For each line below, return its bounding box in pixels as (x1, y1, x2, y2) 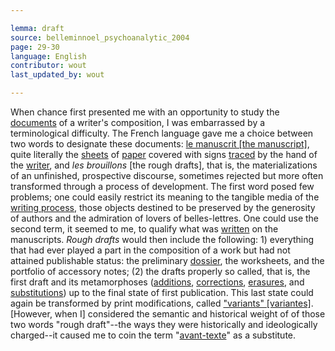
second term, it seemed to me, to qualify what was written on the (10, 223, 279, 235)
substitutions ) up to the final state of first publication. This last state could (10, 287, 314, 298)
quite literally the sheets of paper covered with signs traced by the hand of (10, 149, 318, 160)
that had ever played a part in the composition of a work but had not (10, 244, 291, 256)
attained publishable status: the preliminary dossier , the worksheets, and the (10, 255, 325, 266)
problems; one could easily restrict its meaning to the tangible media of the (10, 191, 320, 203)
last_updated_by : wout (10, 70, 105, 80)
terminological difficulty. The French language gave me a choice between (10, 127, 314, 139)
